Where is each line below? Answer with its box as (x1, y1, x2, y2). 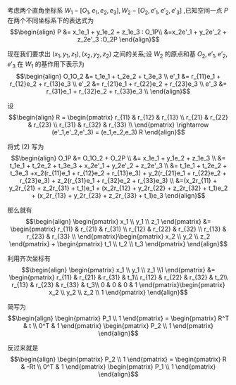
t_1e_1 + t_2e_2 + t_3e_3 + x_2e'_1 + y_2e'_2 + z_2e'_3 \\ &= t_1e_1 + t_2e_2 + (9, 161, 228, 170)
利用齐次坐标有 (7, 254, 51, 263)
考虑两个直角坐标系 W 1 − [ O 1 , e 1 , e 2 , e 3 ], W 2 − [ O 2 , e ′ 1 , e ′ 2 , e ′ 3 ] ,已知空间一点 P (7, 6, 228, 16)
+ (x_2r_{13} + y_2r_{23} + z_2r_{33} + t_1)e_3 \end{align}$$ (31, 191, 206, 200)
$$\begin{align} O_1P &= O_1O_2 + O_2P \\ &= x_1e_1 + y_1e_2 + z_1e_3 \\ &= (11, 154, 226, 163)
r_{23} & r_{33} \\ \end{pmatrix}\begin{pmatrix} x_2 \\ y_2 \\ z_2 (26, 232, 211, 241)
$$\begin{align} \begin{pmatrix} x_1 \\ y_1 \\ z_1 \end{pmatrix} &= (25, 217, 211, 226)
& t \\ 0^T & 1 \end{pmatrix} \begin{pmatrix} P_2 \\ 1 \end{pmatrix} (23, 322, 213, 330)
